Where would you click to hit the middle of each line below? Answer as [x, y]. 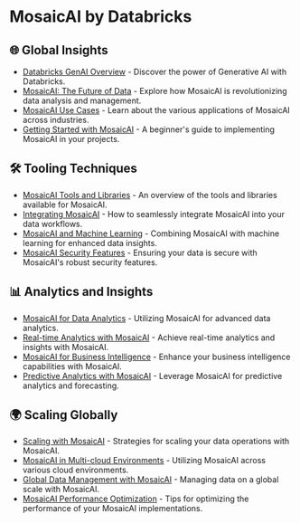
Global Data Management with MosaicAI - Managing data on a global [150, 480]
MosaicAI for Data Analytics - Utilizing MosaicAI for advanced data [146, 318]
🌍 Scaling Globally [64, 415]
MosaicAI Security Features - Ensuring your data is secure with [140, 252]
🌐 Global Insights [59, 50]
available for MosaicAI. [65, 204]
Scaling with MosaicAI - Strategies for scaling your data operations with [156, 442]
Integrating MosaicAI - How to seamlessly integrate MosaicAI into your [154, 214]
